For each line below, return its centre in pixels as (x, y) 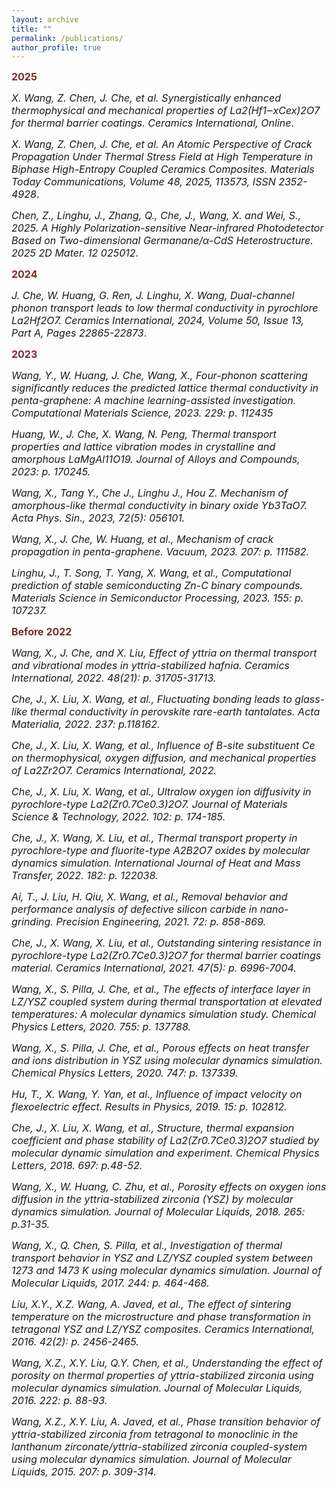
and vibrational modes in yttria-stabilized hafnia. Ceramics (151, 666)
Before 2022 (42, 632)
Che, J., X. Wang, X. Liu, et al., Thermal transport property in (154, 838)
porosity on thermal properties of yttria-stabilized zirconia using (162, 1376)
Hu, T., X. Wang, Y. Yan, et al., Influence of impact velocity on (157, 1094)
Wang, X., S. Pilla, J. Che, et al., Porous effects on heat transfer (160, 1048)
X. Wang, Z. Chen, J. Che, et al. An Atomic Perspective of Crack (162, 144)
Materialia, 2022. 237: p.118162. (86, 724)
